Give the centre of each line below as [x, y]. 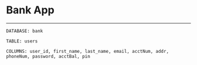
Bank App [30, 10]
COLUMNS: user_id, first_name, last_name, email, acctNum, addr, [87, 51]
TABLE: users [22, 41]
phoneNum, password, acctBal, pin [48, 56]
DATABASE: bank [25, 31]
